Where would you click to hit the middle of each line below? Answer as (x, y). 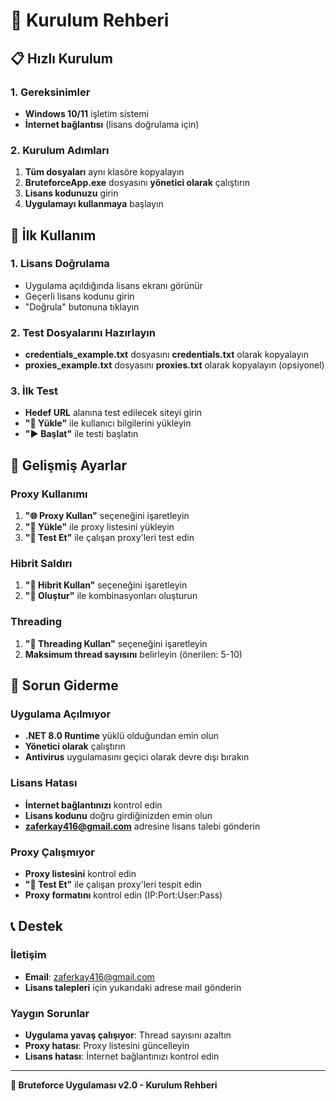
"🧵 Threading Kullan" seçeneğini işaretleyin (116, 643)
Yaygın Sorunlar (50, 1013)
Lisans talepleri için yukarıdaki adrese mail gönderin (133, 987)
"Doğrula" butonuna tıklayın (82, 306)
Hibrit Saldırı (41, 564)
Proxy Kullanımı (49, 494)
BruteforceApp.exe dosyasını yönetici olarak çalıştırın (137, 183)
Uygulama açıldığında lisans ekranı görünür (113, 285)
